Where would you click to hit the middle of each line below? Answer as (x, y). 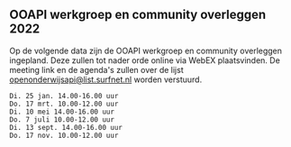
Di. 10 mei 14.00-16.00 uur (62, 112)
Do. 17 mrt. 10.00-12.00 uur (64, 104)
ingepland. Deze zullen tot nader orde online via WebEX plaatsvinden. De (145, 60)
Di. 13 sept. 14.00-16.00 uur (66, 127)
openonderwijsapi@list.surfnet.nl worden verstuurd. (106, 79)
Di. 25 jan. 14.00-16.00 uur (64, 96)
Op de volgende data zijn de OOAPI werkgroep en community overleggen (145, 51)
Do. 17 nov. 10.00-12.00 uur (64, 135)
